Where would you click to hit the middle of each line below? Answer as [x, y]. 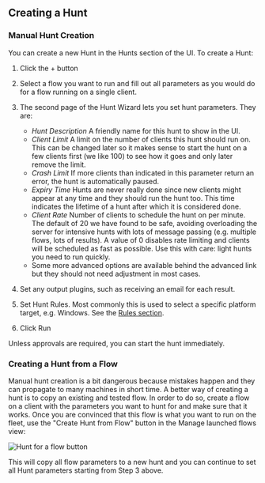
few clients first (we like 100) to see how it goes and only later [132, 156]
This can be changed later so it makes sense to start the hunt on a [139, 147]
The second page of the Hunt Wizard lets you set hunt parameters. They [138, 107]
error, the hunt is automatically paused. [95, 181]
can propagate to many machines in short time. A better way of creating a [129, 389]
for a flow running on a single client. [78, 92]
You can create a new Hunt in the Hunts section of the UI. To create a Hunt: [131, 53]
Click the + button [49, 68]
